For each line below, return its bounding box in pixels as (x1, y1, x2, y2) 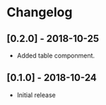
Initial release (16, 90, 56, 99)
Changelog (6, 4, 73, 21)
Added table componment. (16, 51, 95, 60)
